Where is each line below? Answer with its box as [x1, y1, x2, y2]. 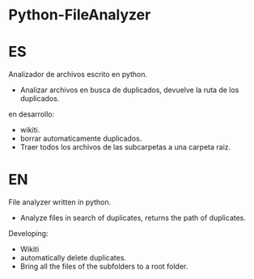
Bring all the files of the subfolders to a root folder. [19, 261, 188, 272]
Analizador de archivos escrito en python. [8, 70, 148, 79]
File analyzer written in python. [8, 197, 112, 207]
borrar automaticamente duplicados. [19, 133, 142, 143]
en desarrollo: [8, 109, 55, 119]
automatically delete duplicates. [19, 253, 127, 263]
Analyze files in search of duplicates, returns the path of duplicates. [19, 213, 247, 223]
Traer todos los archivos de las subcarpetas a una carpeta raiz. [19, 142, 231, 152]
